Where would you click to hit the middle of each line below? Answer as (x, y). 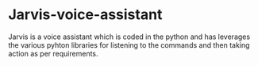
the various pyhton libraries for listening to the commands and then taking (129, 45)
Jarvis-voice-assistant (85, 15)
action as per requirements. (53, 53)
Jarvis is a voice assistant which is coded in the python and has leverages (129, 37)
